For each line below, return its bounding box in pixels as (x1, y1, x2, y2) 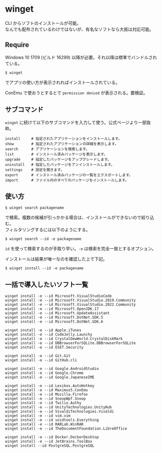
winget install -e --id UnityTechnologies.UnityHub (5, 405, 112, 410)
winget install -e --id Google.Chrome (5, 370, 84, 376)
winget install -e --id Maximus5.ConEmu (5, 388, 89, 393)
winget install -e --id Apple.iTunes (5, 328, 82, 333)
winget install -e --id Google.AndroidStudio (5, 367, 99, 371)
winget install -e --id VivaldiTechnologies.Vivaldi (5, 409, 114, 414)
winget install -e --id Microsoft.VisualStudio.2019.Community (5, 298, 136, 303)
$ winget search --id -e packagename (5, 237, 82, 241)
